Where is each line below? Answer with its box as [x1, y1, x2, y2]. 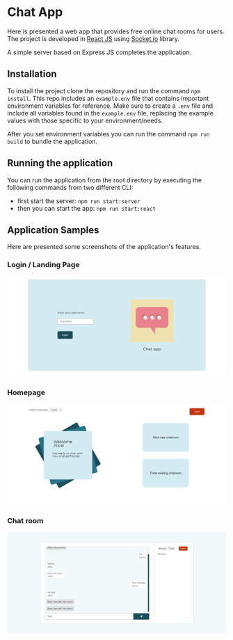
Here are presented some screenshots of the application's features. [7, 243, 202, 251]
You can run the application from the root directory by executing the [7, 175, 202, 184]
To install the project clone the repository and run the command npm [7, 86, 201, 95]
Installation [7, 68, 57, 80]
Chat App [7, 4, 63, 20]
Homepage [7, 387, 45, 397]
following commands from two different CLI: [7, 183, 134, 191]
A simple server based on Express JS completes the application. [7, 48, 192, 56]
